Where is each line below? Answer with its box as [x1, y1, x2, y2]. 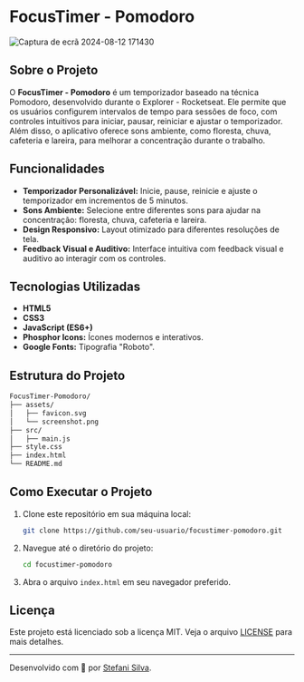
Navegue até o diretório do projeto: [22, 542, 154, 553]
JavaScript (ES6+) [22, 322, 93, 333]
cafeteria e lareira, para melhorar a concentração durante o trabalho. [9, 134, 266, 146]
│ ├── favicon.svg [9, 408, 88, 418]
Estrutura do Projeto [9, 367, 126, 383]
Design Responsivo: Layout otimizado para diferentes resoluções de [22, 224, 280, 235]
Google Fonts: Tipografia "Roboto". [22, 342, 156, 353]
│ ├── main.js [9, 434, 71, 443]
